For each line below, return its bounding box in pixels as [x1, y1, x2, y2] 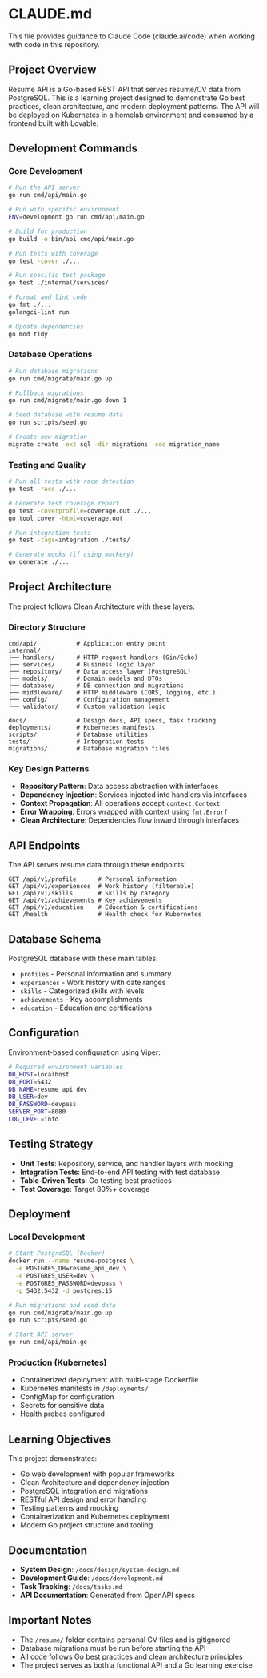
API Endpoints [8, 839, 81, 852]
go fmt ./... [8, 301, 52, 309]
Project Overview [8, 63, 97, 77]
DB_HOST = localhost [8, 1070, 70, 1078]
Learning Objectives [8, 1432, 112, 1446]
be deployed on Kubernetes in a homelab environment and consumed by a [8, 110, 254, 119]
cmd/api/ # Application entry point [8, 640, 166, 648]
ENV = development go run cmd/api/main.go [8, 213, 145, 221]
